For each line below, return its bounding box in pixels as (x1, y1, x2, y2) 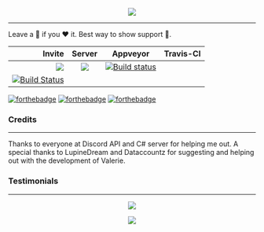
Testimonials (8, 175, 59, 186)
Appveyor (112, 48, 150, 59)
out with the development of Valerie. (8, 156, 126, 165)
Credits (8, 114, 37, 125)
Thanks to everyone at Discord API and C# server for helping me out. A (8, 139, 239, 149)
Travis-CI (163, 48, 201, 59)
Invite (42, 48, 64, 59)
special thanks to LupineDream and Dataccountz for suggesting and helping (8, 148, 255, 157)
